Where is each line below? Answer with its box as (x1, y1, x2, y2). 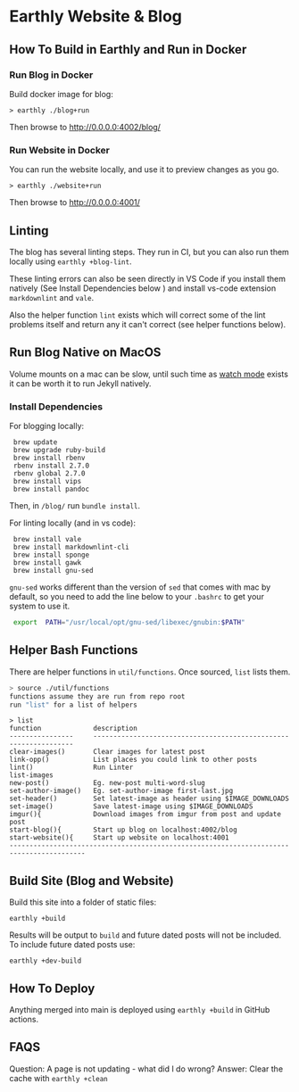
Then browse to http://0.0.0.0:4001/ (9, 197, 141, 208)
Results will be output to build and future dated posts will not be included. (9, 930, 282, 940)
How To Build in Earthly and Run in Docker (9, 42, 247, 57)
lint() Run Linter (9, 763, 134, 773)
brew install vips (12, 477, 82, 486)
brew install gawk (12, 558, 82, 567)
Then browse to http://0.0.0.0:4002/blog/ (9, 121, 161, 132)
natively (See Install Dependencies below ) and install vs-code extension (9, 283, 277, 294)
